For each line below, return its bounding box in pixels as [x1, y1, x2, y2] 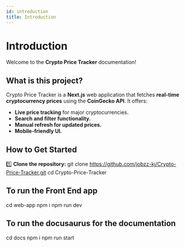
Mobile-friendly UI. [14, 127, 63, 135]
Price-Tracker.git [6, 169, 47, 176]
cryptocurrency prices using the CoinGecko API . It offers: [6, 97, 148, 104]
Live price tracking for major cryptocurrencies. [14, 109, 129, 116]
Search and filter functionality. [14, 115, 91, 122]
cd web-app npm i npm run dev [6, 201, 83, 208]
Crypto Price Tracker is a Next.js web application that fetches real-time [6, 92, 180, 99]
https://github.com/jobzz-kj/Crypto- [89, 161, 177, 168]
